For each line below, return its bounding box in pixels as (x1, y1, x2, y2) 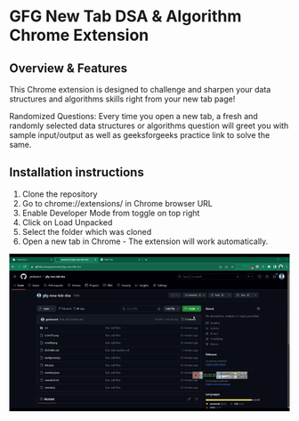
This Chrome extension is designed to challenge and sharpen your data (9, 85, 271, 94)
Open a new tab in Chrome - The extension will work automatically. (21, 236, 269, 247)
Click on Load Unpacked (21, 216, 113, 228)
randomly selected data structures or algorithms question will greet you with (9, 120, 289, 131)
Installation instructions (9, 165, 144, 180)
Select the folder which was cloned (21, 226, 152, 237)
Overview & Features (9, 61, 127, 76)
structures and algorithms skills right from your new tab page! (9, 93, 236, 104)
